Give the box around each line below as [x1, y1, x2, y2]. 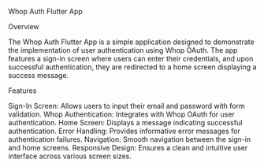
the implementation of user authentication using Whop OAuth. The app [8, 46, 238, 54]
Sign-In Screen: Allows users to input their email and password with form [8, 102, 246, 110]
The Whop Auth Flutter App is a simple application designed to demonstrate [8, 37, 255, 46]
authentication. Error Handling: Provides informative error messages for [8, 126, 240, 135]
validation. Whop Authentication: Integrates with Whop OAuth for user [8, 109, 235, 119]
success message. [8, 71, 69, 80]
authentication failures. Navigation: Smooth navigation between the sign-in [8, 135, 251, 144]
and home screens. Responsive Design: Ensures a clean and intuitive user [8, 143, 248, 152]
